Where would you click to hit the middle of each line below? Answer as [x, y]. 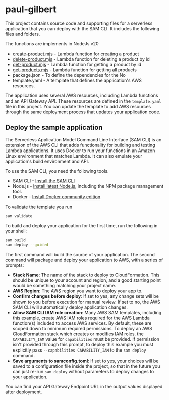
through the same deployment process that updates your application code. [83, 112]
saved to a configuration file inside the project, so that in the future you [86, 366]
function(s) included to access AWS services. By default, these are [82, 323]
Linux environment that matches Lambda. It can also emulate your [74, 156]
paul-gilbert [31, 9]
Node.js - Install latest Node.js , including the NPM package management [88, 186]
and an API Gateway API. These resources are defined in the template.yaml [83, 101]
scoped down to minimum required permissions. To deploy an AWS [82, 329]
